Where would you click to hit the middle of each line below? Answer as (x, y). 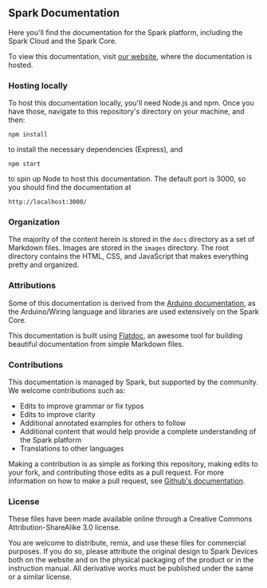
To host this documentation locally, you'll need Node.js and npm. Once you (132, 103)
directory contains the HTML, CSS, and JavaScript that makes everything (128, 256)
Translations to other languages (72, 448)
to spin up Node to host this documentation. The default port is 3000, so (127, 179)
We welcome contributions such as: (67, 390)
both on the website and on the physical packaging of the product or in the (131, 560)
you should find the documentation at (70, 188)
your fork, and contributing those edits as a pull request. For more (116, 472)
